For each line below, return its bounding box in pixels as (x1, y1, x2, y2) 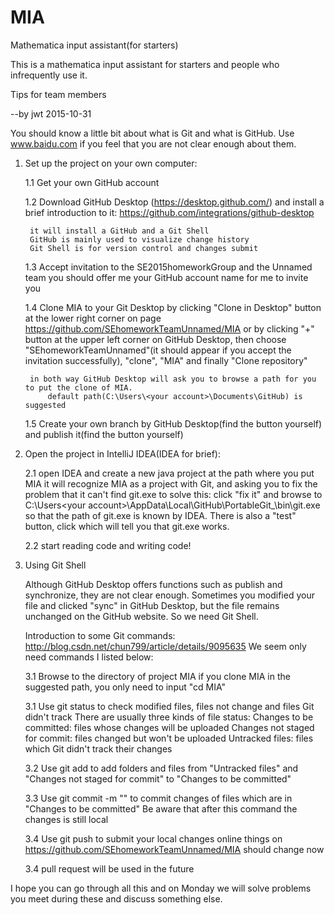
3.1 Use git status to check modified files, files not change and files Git (24, 700, 315, 712)
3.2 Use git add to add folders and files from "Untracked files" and (24, 762, 299, 774)
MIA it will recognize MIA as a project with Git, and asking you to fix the (24, 477, 318, 490)
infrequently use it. (10, 69, 88, 81)
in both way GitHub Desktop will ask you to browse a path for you (29, 374, 317, 384)
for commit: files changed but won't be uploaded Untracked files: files (24, 732, 314, 744)
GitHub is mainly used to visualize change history (29, 234, 250, 245)
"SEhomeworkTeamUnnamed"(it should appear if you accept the (24, 344, 292, 356)
